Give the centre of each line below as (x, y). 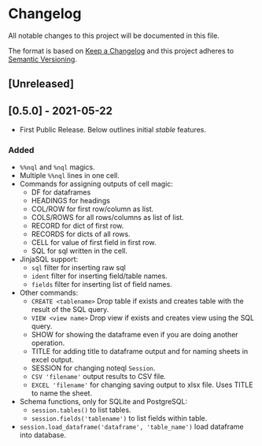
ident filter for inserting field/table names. (99, 276)
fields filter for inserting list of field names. (102, 284)
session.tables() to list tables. (81, 410)
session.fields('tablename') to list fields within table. (119, 418)
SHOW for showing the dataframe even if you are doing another (135, 335)
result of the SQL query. (70, 310)
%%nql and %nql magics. (57, 167)
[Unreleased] (41, 84)
